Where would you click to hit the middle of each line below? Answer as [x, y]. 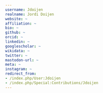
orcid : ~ [14, 37]
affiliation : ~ [21, 23]
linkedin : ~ [17, 42]
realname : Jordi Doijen [30, 14]
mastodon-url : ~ [22, 60]
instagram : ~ [19, 69]
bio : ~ [12, 28]
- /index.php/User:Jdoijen [33, 78]
